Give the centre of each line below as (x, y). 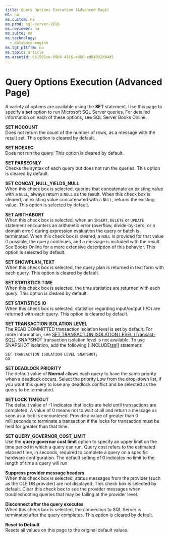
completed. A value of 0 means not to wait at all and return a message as (81, 411)
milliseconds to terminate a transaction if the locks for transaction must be (82, 421)
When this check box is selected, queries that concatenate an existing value (84, 189)
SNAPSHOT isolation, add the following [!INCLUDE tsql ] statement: (74, 345)
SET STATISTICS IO (26, 303)
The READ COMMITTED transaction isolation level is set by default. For (79, 329)
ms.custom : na (20, 19)
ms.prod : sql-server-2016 (32, 24)
